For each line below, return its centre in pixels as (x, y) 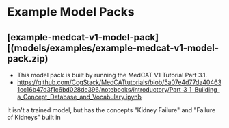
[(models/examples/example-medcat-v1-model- (113, 48)
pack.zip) (28, 59)
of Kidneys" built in (34, 117)
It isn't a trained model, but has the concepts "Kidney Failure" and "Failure (111, 110)
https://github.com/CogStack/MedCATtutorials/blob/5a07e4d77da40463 (119, 82)
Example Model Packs (71, 12)
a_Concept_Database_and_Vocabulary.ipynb (79, 97)
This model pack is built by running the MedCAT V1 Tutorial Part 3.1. (112, 75)
